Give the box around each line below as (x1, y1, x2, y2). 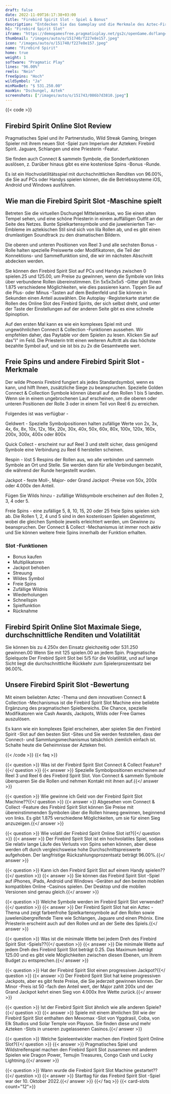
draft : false (5, 7, 33, 13)
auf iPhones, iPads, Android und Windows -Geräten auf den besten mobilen (5, 878, 164, 884)
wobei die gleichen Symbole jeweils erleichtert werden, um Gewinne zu (5, 518, 155, 525)
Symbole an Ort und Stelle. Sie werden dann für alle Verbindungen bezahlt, (5, 462, 163, 468)
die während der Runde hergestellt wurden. (5, 467, 97, 473)
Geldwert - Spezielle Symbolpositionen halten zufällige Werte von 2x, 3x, (5, 420, 159, 426)
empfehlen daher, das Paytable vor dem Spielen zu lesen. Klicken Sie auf (5, 332, 159, 338)
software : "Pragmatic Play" (5, 60, 65, 65)
